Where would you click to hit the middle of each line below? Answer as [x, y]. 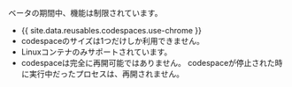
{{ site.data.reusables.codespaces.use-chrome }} [111, 30]
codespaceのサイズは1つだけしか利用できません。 [112, 41]
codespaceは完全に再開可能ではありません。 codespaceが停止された [148, 63]
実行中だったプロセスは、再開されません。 [107, 74]
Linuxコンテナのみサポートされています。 [96, 52]
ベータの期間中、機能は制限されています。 [85, 13]
